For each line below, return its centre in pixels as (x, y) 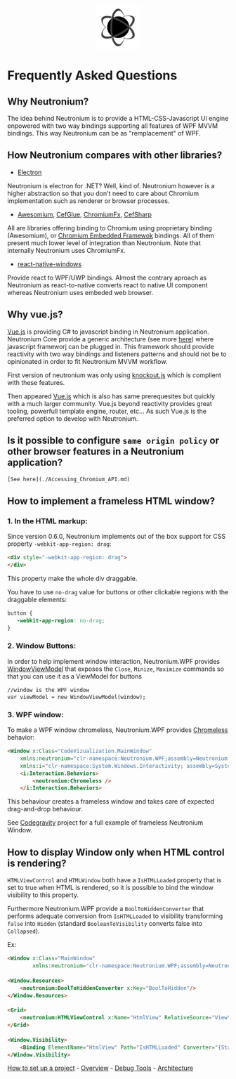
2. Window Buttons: (42, 646)
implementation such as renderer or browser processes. (88, 201)
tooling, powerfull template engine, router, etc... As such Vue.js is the (107, 411)
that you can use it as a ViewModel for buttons (75, 676)
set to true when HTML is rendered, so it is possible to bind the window (111, 888)
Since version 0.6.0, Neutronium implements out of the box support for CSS (117, 537)
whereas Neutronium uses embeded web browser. (80, 292)
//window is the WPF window (48, 690)
